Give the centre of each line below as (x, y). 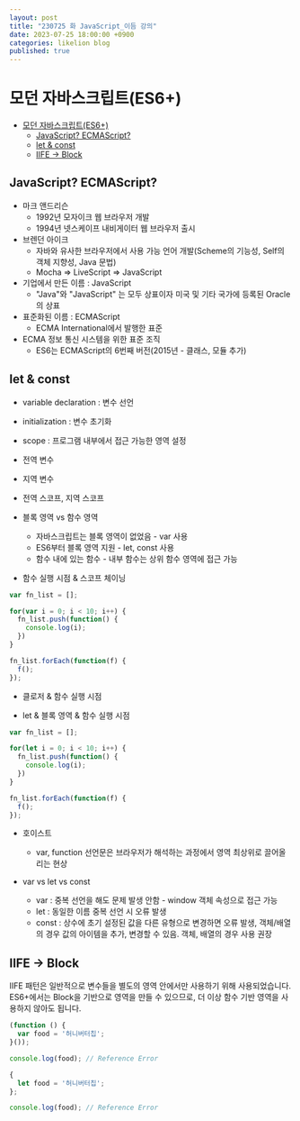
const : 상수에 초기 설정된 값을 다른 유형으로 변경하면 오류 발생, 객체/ (156, 923)
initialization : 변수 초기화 (67, 421)
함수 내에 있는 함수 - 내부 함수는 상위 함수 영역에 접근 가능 (137, 559)
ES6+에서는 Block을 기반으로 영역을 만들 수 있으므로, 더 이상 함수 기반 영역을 (144, 998)
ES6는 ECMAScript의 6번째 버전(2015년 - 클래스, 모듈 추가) (141, 350)
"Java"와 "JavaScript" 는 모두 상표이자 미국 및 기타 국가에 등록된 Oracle (163, 294)
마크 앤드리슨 (45, 205)
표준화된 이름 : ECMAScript (71, 316)
